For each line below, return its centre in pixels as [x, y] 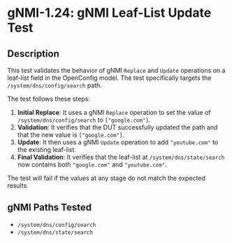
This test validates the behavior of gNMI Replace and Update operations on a [116, 70]
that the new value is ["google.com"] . [71, 135]
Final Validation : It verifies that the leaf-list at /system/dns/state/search [121, 157]
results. [18, 186]
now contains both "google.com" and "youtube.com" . [92, 165]
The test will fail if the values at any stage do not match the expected [107, 178]
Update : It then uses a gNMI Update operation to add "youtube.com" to [118, 142]
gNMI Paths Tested [50, 208]
